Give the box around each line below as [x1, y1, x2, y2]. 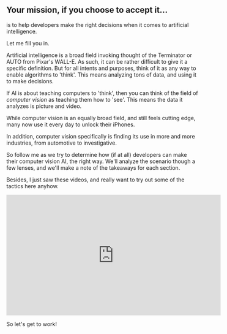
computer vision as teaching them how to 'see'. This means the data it [6, 96, 183, 103]
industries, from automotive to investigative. [6, 139, 117, 146]
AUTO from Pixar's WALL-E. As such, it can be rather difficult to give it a [6, 58, 188, 65]
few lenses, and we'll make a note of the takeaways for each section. [6, 164, 180, 171]
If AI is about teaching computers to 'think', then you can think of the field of [6, 89, 199, 97]
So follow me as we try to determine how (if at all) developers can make [6, 151, 187, 158]
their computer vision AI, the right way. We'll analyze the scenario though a [6, 158, 196, 165]
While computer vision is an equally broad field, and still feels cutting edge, [6, 114, 196, 121]
